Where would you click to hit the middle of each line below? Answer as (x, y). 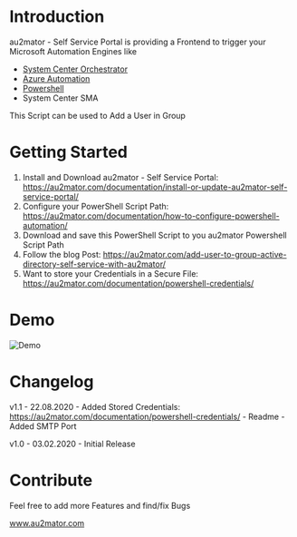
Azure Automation (56, 78)
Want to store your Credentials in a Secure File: (110, 273)
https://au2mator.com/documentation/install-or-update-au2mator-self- (155, 187)
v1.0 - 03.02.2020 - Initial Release (72, 444)
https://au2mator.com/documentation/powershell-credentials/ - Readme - (147, 416)
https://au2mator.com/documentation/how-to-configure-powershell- (151, 216)
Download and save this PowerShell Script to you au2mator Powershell (154, 235)
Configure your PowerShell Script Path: (96, 206)
